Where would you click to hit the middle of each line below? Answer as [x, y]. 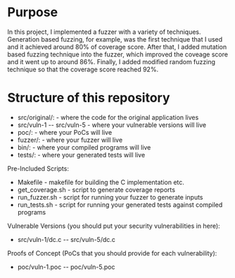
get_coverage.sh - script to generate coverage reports [96, 189]
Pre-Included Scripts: [38, 168]
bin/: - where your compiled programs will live [84, 147]
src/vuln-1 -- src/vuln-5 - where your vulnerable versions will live [112, 125]
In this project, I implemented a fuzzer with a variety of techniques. [104, 32]
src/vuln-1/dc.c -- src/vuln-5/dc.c [66, 239]
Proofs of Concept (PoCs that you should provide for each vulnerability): [112, 253]
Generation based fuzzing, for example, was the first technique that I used [115, 39]
